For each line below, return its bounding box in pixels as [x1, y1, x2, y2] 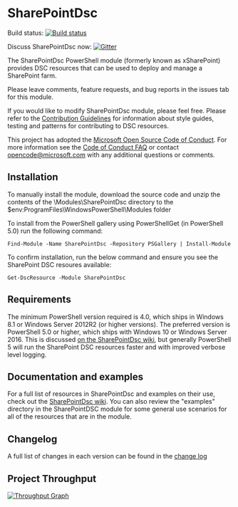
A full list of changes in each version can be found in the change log [7, 452, 207, 461]
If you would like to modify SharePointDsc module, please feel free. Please [7, 106, 227, 115]
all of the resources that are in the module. [7, 412, 132, 421]
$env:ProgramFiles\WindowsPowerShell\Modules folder [7, 205, 171, 214]
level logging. [7, 350, 47, 359]
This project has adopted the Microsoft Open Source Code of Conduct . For [7, 135, 227, 144]
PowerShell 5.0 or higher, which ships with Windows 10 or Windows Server [7, 328, 227, 336]
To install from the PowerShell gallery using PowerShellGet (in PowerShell [7, 219, 224, 227]
